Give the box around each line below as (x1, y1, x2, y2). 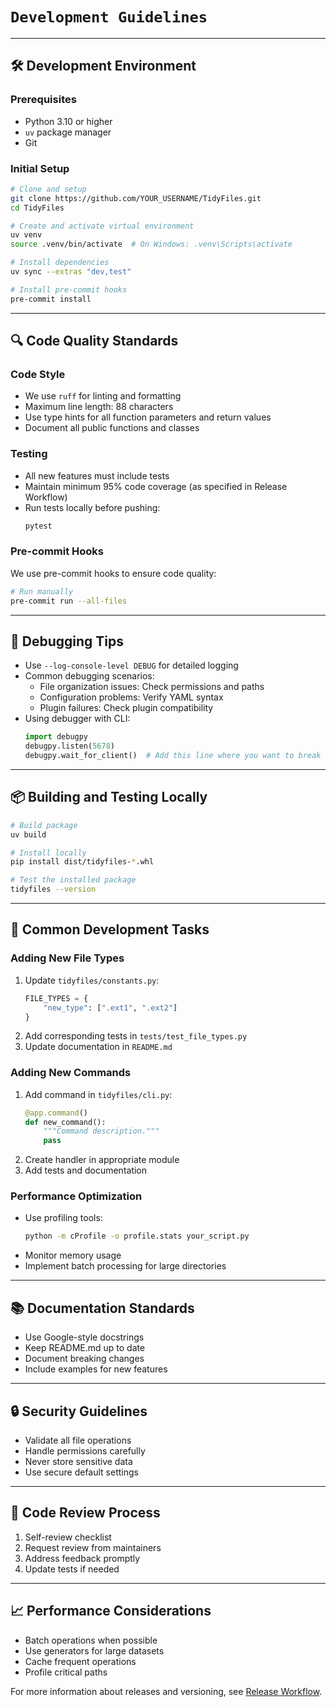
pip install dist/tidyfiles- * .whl (10, 857, 155, 867)
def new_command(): (24, 1117, 107, 1127)
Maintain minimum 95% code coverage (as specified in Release (24, 480, 288, 492)
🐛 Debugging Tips (10, 633, 124, 650)
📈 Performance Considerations (10, 1603, 212, 1620)
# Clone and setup (10, 184, 87, 194)
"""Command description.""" (43, 1126, 160, 1137)
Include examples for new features (24, 1363, 168, 1375)
